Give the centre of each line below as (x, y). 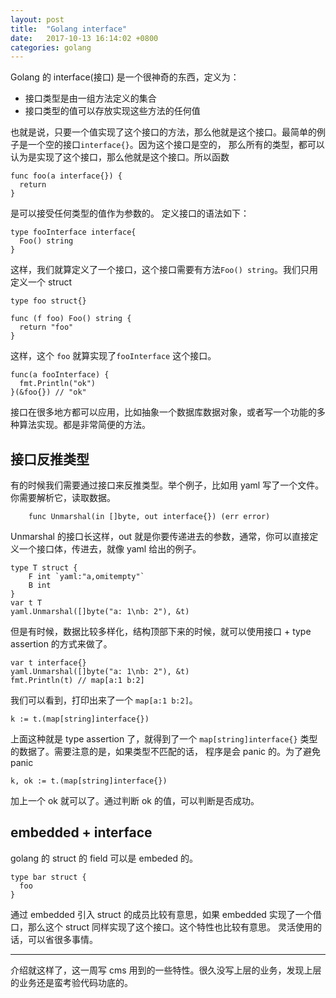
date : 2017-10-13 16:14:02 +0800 (84, 38)
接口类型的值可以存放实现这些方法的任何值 (112, 111)
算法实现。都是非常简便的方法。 (84, 425)
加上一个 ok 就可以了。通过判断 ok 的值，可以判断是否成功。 (135, 801)
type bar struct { (48, 877)
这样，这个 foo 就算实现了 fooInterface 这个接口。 (113, 356)
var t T (26, 603)
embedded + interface (81, 832)
